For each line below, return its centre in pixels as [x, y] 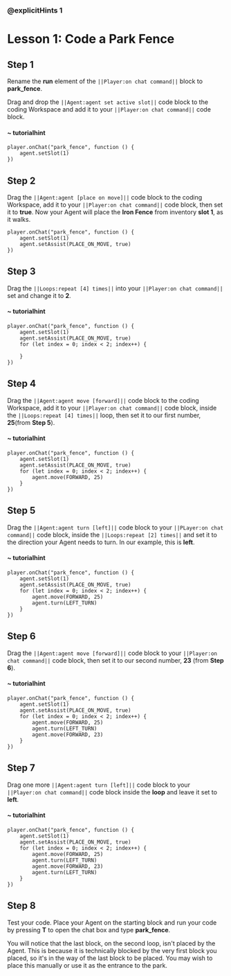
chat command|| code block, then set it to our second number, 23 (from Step [115, 660]
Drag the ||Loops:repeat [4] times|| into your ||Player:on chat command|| [115, 288]
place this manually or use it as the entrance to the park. [87, 965]
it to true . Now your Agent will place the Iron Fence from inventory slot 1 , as [115, 212]
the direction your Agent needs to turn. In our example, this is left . [101, 542]
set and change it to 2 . [39, 295]
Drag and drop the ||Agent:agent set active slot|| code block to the [108, 102]
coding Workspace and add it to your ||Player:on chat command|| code [109, 109]
